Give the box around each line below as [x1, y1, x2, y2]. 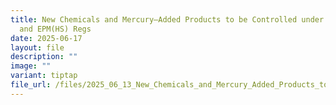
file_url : [10, 80, 52, 90]
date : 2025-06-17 [10, 33, 83, 43]
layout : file [10, 42, 65, 53]
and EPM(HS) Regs [19, 24, 92, 34]
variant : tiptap [10, 71, 78, 81]
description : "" [10, 52, 78, 62]
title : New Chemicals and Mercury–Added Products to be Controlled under [10, 14, 325, 25]
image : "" [10, 61, 52, 71]
